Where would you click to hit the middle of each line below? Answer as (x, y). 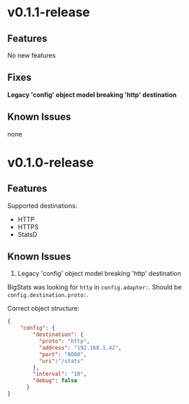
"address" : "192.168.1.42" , (80, 347)
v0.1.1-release (49, 12)
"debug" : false (55, 381)
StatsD (27, 234)
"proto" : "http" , (64, 341)
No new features (31, 55)
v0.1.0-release (51, 162)
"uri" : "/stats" (61, 361)
